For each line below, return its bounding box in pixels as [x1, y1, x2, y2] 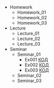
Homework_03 [17, 20, 47, 26]
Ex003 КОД [24, 67, 49, 73]
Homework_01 [17, 9, 46, 15]
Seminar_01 [17, 51, 41, 57]
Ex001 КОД [24, 57, 48, 62]
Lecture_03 [17, 41, 41, 46]
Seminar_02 [17, 73, 42, 78]
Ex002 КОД [24, 62, 49, 68]
